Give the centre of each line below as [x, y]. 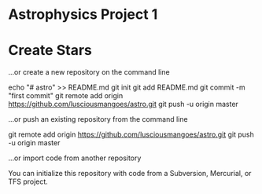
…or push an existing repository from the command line [98, 119]
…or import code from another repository [75, 158]
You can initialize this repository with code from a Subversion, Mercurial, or [130, 174]
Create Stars [50, 51]
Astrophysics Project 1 [83, 15]
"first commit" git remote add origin [66, 96]
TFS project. [28, 181]
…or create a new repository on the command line [89, 72]
